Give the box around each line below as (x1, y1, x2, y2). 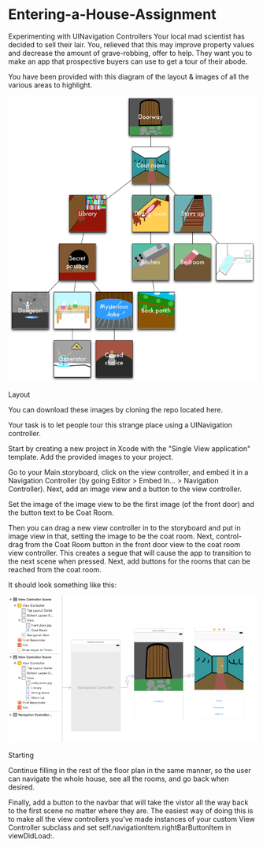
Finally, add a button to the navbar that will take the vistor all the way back (8, 797, 249, 807)
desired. (8, 782, 35, 792)
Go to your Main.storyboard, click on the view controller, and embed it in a (8, 467, 249, 477)
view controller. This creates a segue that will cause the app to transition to (8, 548, 252, 557)
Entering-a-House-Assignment (8, 6, 217, 24)
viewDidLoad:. (8, 830, 55, 840)
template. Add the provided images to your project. (8, 452, 174, 461)
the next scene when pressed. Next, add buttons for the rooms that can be (8, 557, 250, 566)
